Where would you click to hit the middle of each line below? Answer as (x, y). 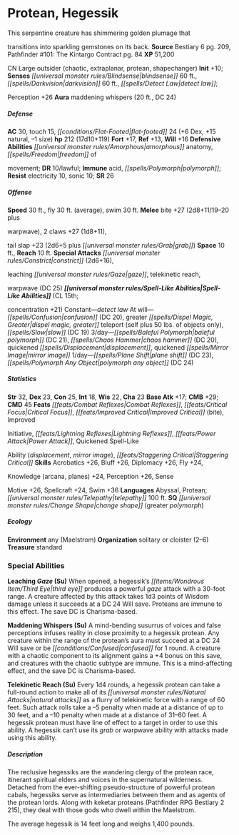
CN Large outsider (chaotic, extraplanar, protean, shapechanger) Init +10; (115, 68)
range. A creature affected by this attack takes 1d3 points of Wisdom (108, 597)
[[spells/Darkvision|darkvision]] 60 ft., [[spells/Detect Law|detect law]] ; (113, 83)
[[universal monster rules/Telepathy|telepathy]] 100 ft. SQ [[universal (109, 497)
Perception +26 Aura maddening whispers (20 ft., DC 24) (92, 97)
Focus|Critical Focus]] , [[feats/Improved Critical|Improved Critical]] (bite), (116, 412)
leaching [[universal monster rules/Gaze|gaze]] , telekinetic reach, (104, 274)
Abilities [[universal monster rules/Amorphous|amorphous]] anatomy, (110, 146)
